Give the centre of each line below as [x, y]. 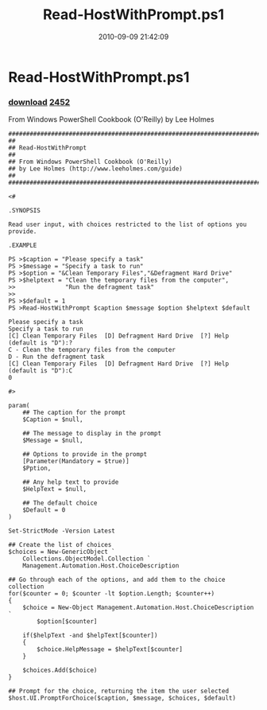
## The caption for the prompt [74, 413]
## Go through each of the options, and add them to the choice [117, 580]
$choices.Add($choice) [60, 670]
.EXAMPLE [23, 246]
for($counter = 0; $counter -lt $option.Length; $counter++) [112, 594]
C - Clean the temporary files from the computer [92, 350]
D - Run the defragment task [56, 357]
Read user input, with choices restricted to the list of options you [128, 224]
